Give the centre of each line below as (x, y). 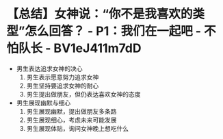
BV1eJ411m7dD (97, 48)
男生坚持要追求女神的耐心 (63, 86)
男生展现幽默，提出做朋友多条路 (71, 111)
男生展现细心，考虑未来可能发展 (71, 120)
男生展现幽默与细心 (43, 103)
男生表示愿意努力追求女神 (63, 77)
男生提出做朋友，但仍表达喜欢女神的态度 (83, 94)
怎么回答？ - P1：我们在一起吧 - (113, 31)
